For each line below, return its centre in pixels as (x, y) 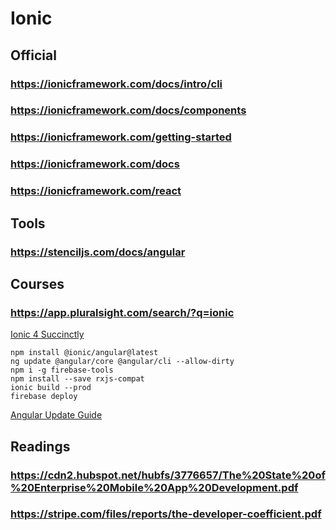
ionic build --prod (51, 388)
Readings (40, 446)
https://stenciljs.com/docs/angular (98, 252)
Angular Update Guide (56, 415)
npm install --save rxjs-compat (77, 379)
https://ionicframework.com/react (96, 191)
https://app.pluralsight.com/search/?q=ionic (122, 312)
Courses (37, 283)
